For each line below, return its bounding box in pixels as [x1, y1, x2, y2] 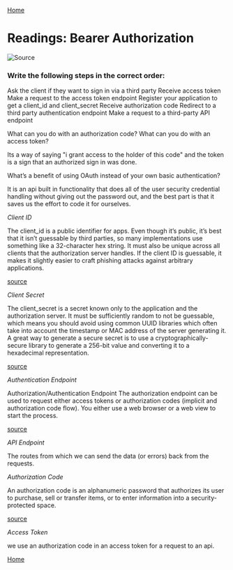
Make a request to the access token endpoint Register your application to [7, 94, 218, 102]
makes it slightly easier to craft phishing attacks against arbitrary [7, 256, 193, 265]
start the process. [7, 411, 58, 420]
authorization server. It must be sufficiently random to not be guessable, [7, 311, 215, 320]
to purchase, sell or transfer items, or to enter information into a [7, 494, 190, 502]
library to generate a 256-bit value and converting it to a [28, 341, 190, 350]
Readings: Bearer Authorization [7, 31, 194, 46]
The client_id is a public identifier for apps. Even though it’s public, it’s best [7, 226, 222, 236]
